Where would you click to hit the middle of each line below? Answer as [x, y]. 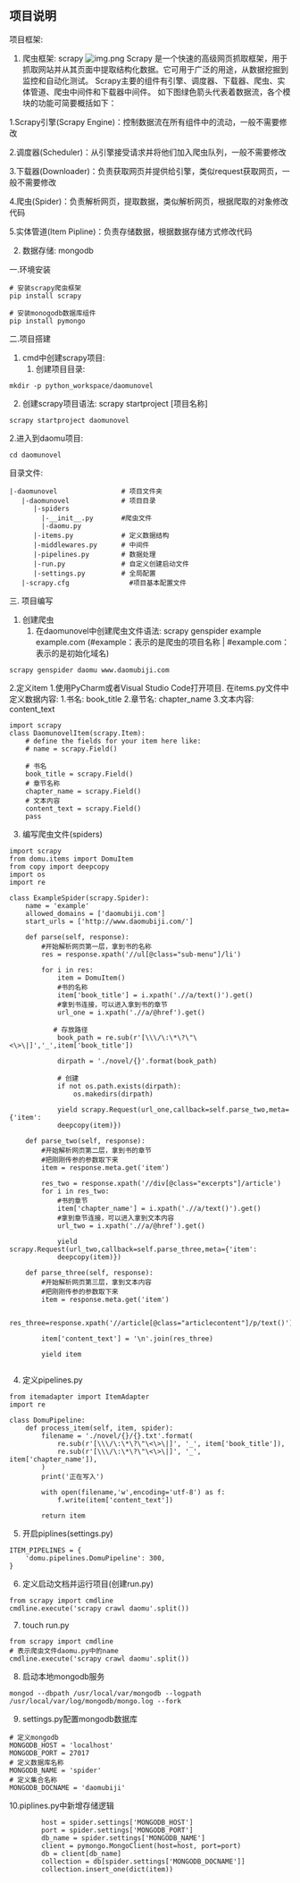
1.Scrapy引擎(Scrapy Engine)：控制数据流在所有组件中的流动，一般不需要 [144, 122]
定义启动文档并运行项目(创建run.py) [88, 1584]
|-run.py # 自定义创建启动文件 [111, 564]
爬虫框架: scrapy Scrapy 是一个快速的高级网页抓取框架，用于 [155, 58]
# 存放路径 [71, 1030]
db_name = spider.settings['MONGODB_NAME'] [123, 1838]
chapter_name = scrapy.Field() [83, 791]
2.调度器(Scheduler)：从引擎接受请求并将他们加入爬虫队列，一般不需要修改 [148, 152]
